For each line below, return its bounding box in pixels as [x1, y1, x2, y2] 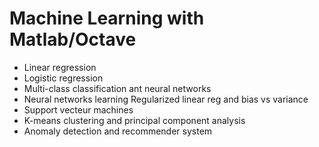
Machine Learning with [9, 7, 205, 30]
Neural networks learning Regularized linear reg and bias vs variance [23, 93, 309, 105]
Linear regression [23, 61, 97, 73]
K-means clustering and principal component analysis [23, 114, 246, 126]
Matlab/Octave [9, 28, 137, 51]
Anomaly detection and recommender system [23, 125, 213, 137]
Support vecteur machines [23, 103, 134, 116]
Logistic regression [23, 72, 104, 84]
